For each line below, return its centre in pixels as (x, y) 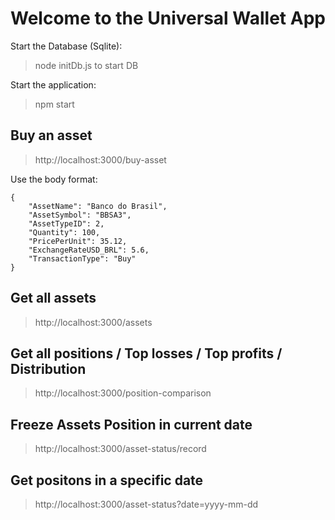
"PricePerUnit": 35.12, (78, 241)
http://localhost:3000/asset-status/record (120, 449)
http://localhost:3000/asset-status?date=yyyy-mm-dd (146, 504)
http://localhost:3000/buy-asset (100, 159)
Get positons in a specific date (107, 480)
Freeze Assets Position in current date (131, 424)
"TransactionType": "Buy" (82, 258)
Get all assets (53, 298)
